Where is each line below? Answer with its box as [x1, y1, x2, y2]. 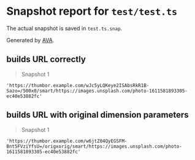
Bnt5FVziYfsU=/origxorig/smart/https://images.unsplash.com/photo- [6, 143, 183, 150]
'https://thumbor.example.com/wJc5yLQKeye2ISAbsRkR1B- [6, 82, 150, 88]
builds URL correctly [6, 54, 86, 65]
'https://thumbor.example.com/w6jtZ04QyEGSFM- [6, 138, 128, 144]
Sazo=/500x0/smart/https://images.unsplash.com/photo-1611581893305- [6, 88, 188, 94]
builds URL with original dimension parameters [6, 110, 189, 120]
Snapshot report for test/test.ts [6, 4, 178, 18]
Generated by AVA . [6, 36, 55, 44]
